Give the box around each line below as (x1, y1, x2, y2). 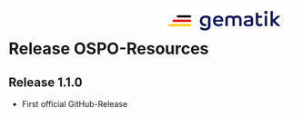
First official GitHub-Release (21, 99, 128, 109)
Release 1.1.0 (8, 74, 83, 90)
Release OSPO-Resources (8, 39, 209, 59)
